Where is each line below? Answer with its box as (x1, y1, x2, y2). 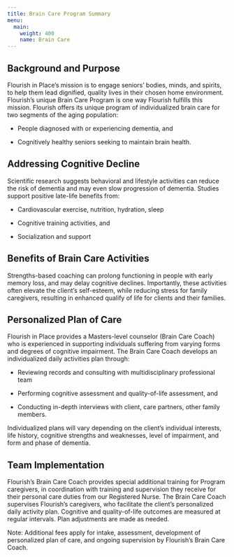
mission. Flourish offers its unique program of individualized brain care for (7, 103, 220, 111)
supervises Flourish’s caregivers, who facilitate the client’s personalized (7, 500, 214, 509)
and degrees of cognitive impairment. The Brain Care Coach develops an (7, 348, 218, 356)
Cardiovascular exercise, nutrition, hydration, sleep (17, 205, 164, 214)
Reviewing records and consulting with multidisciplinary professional (17, 369, 215, 377)
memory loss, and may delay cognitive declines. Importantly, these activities (7, 278, 227, 287)
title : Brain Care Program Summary (7, 10, 111, 18)
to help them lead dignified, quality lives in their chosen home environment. (7, 88, 224, 97)
